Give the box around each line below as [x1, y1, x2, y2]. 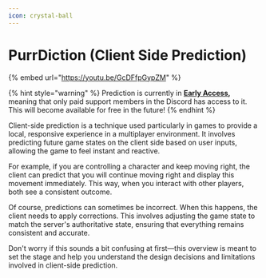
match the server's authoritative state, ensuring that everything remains [8, 219, 244, 228]
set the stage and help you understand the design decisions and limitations [8, 252, 256, 261]
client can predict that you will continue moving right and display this [8, 169, 235, 180]
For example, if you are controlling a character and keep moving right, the [8, 161, 250, 171]
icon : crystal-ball [8, 11, 73, 20]
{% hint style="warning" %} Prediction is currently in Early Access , [8, 88, 231, 97]
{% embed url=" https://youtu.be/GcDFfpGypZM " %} [8, 73, 181, 82]
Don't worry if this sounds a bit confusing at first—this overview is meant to [8, 243, 257, 252]
